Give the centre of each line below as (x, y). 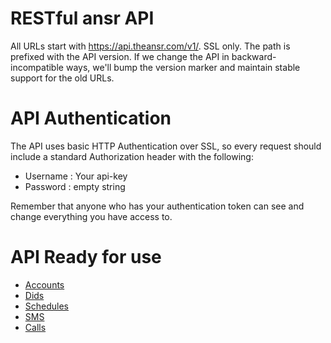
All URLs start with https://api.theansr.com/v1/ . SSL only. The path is (150, 46)
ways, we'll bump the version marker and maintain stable (183, 67)
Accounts (44, 284)
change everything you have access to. (91, 216)
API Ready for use (86, 257)
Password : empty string (75, 186)
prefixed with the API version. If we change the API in (120, 56)
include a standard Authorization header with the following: (132, 156)
